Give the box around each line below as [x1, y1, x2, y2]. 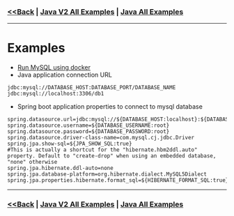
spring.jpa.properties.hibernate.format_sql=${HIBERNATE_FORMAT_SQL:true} [7, 177, 229, 184]
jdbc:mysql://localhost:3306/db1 [7, 91, 104, 98]
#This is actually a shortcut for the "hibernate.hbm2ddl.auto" [7, 146, 198, 153]
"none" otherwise [7, 159, 58, 166]
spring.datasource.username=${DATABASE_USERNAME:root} [7, 122, 170, 129]
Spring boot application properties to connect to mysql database [17, 102, 203, 111]
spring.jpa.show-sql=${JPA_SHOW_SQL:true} [7, 140, 132, 148]
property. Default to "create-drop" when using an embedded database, [7, 153, 217, 160]
